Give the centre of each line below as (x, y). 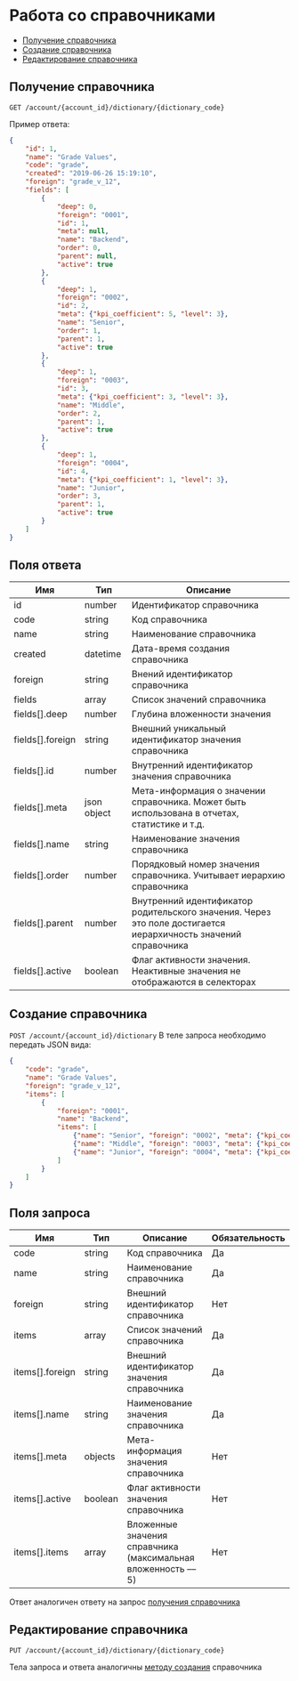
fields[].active (43, 971)
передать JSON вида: (50, 1045)
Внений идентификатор (182, 675)
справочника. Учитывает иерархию (209, 876)
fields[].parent (44, 924)
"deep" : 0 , (77, 206)
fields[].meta (40, 808)
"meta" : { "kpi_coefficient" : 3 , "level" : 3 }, (142, 397)
